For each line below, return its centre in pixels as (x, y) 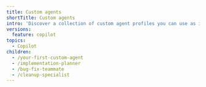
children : (19, 52)
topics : (16, 40)
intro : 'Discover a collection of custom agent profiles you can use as (101, 23)
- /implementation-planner (46, 63)
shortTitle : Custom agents (41, 18)
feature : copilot (34, 35)
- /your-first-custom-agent (48, 58)
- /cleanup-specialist (41, 75)
